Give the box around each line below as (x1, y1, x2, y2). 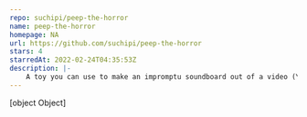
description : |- (9, 64, 71, 73)
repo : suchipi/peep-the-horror (9, 13, 129, 23)
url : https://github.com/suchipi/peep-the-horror (9, 38, 203, 48)
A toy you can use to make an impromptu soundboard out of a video (26, 73, 288, 82)
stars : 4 (9, 47, 43, 56)
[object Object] (9, 97, 67, 108)
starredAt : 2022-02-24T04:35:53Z (9, 55, 137, 64)
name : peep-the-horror (9, 22, 96, 31)
